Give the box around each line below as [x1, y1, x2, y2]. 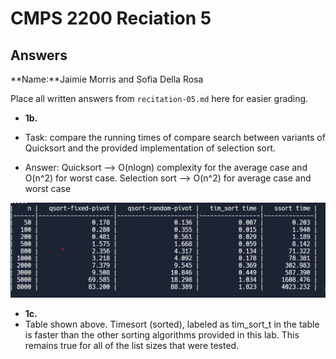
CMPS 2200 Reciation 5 [10, 7, 212, 30]
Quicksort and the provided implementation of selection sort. [24, 142, 277, 154]
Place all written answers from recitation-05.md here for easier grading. [10, 93, 309, 104]
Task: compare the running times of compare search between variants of [24, 132, 326, 143]
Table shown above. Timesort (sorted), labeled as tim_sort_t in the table [24, 318, 320, 331]
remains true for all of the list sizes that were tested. [24, 340, 240, 352]
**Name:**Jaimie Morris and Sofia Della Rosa [10, 73, 204, 85]
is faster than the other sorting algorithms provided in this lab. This [24, 329, 300, 341]
